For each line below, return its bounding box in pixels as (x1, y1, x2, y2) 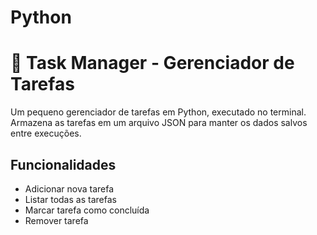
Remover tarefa (24, 214, 89, 226)
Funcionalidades (10, 156, 117, 173)
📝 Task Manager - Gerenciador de (10, 52, 295, 75)
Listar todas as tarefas (24, 193, 117, 205)
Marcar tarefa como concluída (24, 204, 150, 216)
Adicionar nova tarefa (24, 182, 115, 195)
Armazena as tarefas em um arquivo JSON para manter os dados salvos (10, 117, 308, 129)
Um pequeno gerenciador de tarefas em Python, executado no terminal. (10, 106, 307, 118)
